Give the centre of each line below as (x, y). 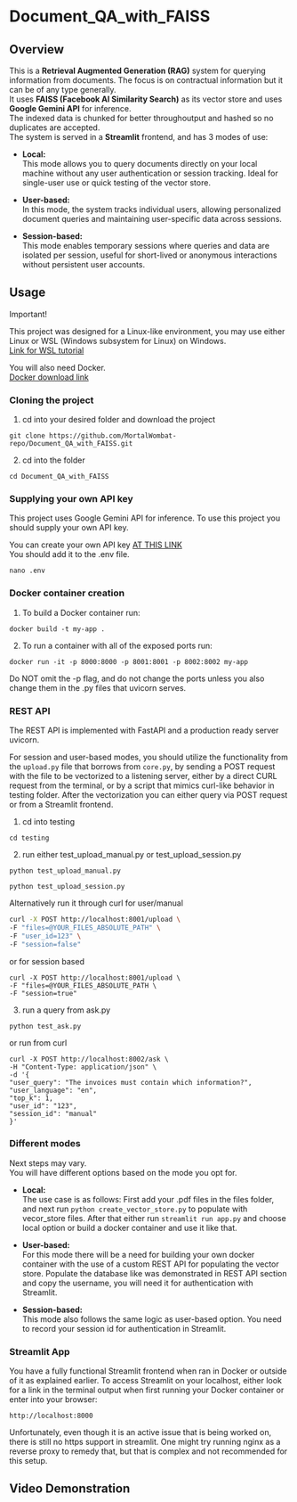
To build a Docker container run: (81, 612)
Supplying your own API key (71, 499)
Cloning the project (52, 400)
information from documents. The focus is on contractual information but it (146, 80)
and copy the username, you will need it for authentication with (137, 1283)
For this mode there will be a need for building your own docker (138, 1254)
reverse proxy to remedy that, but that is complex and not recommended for (148, 1451)
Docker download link (49, 377)
